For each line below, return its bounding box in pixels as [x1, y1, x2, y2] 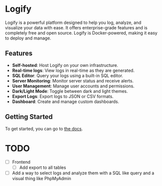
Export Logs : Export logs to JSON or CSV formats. [12, 93, 114, 99]
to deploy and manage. [5, 35, 52, 41]
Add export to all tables [19, 165, 67, 170]
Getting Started [5, 113, 53, 121]
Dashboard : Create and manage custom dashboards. [12, 99, 119, 104]
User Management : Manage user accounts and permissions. [12, 83, 135, 89]
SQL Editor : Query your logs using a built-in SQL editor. [12, 72, 123, 79]
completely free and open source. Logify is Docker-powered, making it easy [5, 30, 158, 36]
